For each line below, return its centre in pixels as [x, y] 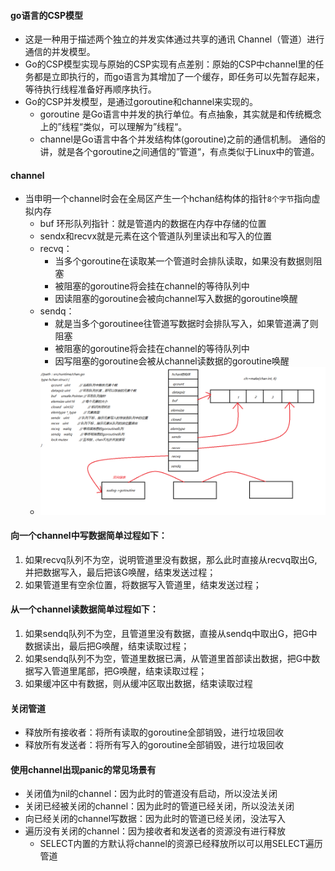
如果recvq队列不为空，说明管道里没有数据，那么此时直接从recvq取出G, [171, 559]
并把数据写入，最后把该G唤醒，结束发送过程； [120, 572]
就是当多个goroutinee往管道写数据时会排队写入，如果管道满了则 [186, 324]
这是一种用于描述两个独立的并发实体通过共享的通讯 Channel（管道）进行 [174, 39]
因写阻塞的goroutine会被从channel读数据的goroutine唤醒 [172, 361]
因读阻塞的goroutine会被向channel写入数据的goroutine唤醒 [176, 299]
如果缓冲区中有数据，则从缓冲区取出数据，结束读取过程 [138, 684]
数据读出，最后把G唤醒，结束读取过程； [107, 646]
